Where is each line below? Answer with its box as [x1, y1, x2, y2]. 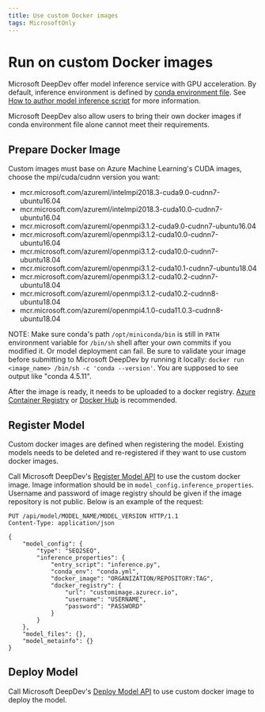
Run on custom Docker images [8, 53, 214, 71]
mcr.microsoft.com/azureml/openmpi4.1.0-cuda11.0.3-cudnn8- [19, 306, 224, 316]
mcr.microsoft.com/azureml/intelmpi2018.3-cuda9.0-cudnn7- [19, 188, 220, 197]
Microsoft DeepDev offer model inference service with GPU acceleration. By [8, 79, 257, 89]
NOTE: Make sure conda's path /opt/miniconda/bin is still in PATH [8, 330, 220, 339]
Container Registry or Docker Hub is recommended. [8, 396, 178, 405]
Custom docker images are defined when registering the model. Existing [8, 439, 244, 449]
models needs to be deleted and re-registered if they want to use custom [8, 448, 247, 457]
